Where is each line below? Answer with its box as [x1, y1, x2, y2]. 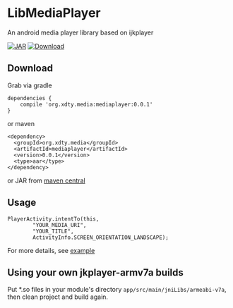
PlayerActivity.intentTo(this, [7, 215, 100, 223]
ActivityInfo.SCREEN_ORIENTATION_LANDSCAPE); [32, 234, 169, 241]
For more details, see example [7, 246, 95, 254]
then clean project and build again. [7, 292, 108, 301]
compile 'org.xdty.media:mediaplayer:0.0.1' [20, 101, 153, 108]
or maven [7, 119, 35, 128]
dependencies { [7, 94, 52, 101]
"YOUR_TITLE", [32, 228, 74, 235]
